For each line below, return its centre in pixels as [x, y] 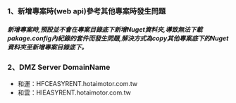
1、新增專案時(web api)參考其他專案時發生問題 [87, 11]
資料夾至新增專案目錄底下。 [48, 47]
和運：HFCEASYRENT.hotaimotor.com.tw [77, 84]
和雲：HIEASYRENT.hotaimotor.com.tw [74, 92]
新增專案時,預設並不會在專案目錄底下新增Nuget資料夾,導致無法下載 [105, 29]
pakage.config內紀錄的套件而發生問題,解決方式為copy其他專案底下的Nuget [118, 38]
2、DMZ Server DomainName [59, 67]
